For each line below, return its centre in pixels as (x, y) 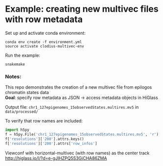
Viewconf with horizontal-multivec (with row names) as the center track (77, 153)
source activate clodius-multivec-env (45, 46)
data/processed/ (22, 112)
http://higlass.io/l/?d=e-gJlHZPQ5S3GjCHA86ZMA (56, 158)
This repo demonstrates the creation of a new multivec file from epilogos (79, 87)
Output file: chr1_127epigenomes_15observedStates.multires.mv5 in (72, 107)
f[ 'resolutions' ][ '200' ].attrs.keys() (45, 139)
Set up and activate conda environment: (45, 33)
